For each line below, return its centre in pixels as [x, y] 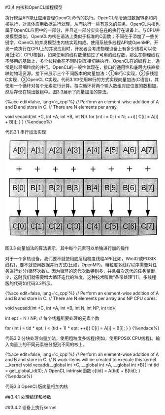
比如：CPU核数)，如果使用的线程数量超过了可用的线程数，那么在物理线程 [85, 55]
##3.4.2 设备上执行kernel [31, 407]
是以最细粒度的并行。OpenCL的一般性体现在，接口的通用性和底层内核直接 [84, 67]
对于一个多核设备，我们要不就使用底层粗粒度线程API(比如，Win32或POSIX [81, 258]
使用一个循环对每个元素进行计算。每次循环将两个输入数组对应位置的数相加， [83, 86]
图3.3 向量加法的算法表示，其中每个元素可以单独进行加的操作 [67, 248]
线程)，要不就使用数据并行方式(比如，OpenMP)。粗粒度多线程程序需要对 [79, 265]
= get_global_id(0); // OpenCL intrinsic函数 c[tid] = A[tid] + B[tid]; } [73, 371]
